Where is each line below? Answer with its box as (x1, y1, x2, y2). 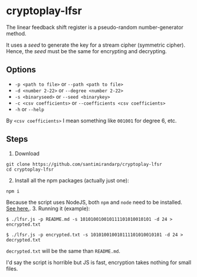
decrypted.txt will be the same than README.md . (6, 247, 121, 255)
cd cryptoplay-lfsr (6, 167, 54, 172)
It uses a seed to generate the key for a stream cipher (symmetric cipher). (6, 41, 186, 48)
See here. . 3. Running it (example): (6, 205, 90, 212)
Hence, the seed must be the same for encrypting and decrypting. (6, 47, 167, 54)
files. (6, 265, 18, 272)
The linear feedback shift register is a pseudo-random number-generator (6, 24, 184, 31)
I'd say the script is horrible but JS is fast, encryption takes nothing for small (6, 259, 192, 266)
